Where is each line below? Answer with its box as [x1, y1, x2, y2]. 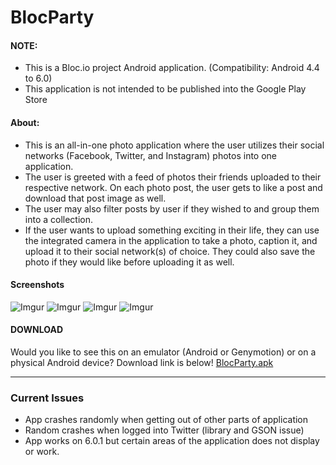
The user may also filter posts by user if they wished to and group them [24, 202, 320, 215]
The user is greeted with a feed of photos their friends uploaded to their [24, 171, 322, 183]
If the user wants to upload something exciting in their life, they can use [24, 224, 320, 236]
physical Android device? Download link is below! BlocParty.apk [10, 357, 274, 368]
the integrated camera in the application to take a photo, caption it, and [24, 234, 318, 246]
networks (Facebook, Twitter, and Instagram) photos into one [24, 149, 278, 161]
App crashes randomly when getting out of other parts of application [24, 414, 309, 426]
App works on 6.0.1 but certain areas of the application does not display [24, 435, 320, 447]
